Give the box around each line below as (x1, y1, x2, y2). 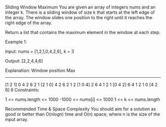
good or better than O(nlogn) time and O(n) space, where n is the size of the (5, 111, 161, 117)
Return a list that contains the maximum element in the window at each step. (5, 30, 161, 35)
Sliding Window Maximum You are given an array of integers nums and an (5, 4, 156, 10)
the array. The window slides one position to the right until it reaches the (5, 15, 153, 20)
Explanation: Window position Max (5, 67, 76, 73)
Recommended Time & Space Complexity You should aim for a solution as (5, 106, 156, 112)
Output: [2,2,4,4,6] (5, 58, 43, 63)
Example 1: (5, 39, 27, 45)
